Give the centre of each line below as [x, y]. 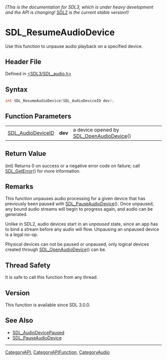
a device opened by [96, 129]
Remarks [19, 187]
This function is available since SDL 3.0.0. [48, 305]
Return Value [26, 154]
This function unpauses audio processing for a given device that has [75, 199]
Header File [23, 61]
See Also [19, 320]
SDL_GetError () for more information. [43, 171]
